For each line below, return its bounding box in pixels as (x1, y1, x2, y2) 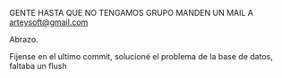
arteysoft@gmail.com (9, 17, 89, 27)
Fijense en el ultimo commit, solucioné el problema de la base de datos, (9, 51, 273, 61)
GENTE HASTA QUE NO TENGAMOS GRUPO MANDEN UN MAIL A (9, 8, 253, 18)
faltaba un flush (9, 61, 67, 71)
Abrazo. (9, 35, 38, 44)
